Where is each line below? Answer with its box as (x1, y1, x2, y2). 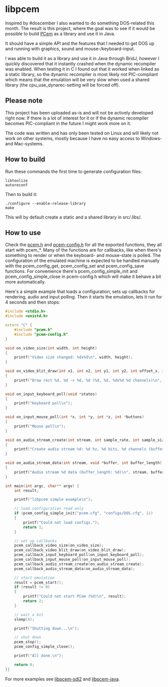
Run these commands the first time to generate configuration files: (5, 168, 142, 174)
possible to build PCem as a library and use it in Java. (5, 30, 115, 36)
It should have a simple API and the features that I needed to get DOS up (5, 40, 154, 46)
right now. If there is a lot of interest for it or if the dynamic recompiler (5, 115, 148, 121)
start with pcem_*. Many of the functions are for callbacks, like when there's (5, 247, 161, 253)
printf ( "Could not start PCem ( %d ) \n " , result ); (23, 594, 126, 599)
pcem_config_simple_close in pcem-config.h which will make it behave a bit (5, 273, 161, 279)
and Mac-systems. (5, 140, 44, 146)
